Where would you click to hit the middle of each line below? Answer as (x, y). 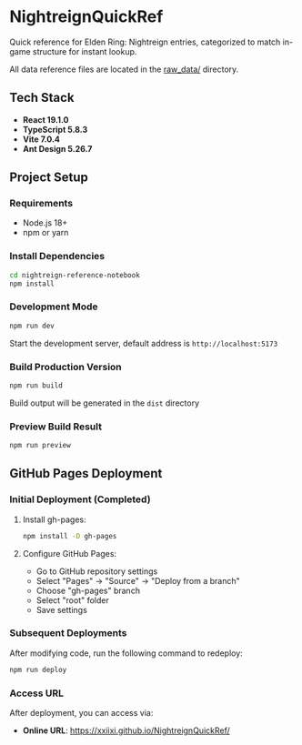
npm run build (36, 385)
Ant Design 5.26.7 (57, 148)
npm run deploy (38, 669)
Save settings (62, 609)
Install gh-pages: (54, 519)
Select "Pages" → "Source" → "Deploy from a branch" (138, 580)
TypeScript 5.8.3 (55, 129)
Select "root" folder (72, 600)
